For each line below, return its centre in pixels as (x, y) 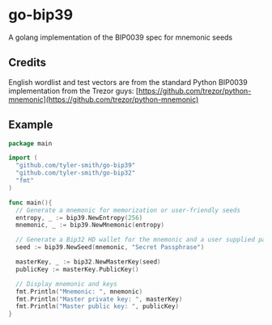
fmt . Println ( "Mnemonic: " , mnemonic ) (79, 291)
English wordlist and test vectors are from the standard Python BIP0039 (128, 82)
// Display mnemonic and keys (66, 284)
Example (31, 125)
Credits (28, 63)
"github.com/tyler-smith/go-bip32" (76, 173)
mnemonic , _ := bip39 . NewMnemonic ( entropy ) (90, 225)
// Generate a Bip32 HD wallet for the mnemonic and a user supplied (135, 240)
